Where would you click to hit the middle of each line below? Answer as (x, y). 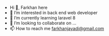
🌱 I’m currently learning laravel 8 (42, 18)
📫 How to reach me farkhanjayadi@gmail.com (57, 28)
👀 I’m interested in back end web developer (54, 13)
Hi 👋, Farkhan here (28, 8)
